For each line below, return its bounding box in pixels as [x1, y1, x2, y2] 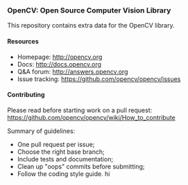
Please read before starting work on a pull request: [7, 106, 153, 114]
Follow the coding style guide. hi [17, 169, 110, 178]
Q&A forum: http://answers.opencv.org [17, 67, 128, 76]
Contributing [7, 91, 45, 99]
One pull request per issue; [17, 140, 95, 148]
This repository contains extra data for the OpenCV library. [7, 21, 175, 30]
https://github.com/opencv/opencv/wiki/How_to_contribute [7, 113, 176, 121]
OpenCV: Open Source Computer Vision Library [7, 6, 171, 15]
